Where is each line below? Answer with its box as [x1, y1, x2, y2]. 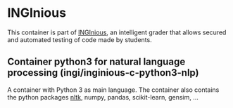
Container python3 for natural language [7, 56, 186, 68]
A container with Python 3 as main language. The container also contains [7, 86, 220, 94]
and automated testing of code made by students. [7, 35, 153, 43]
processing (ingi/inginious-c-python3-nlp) [7, 67, 199, 79]
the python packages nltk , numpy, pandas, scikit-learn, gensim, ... [7, 93, 199, 101]
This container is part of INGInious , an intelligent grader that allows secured [7, 28, 227, 36]
